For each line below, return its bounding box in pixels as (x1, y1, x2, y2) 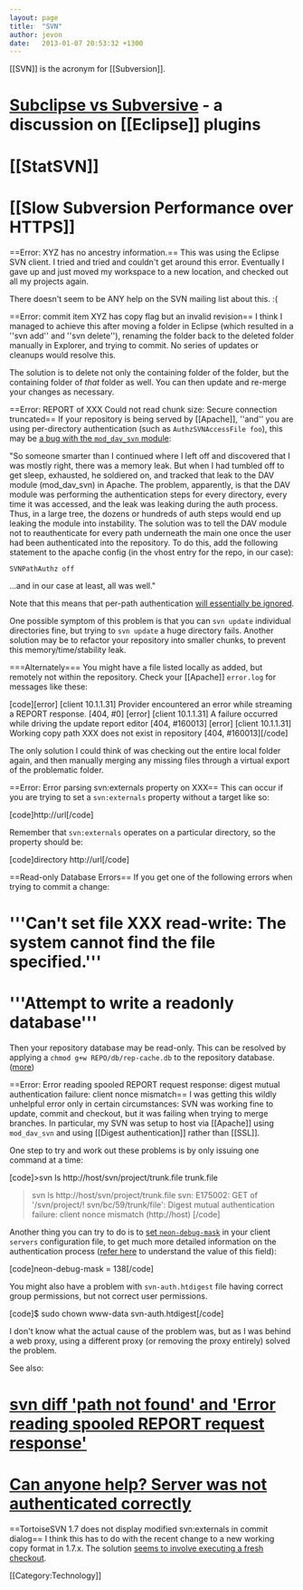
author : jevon (9, 30, 63, 39)
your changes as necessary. (9, 386, 115, 397)
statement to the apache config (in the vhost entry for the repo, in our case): (9, 546, 294, 558)
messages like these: (9, 681, 88, 692)
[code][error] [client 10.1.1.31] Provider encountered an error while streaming (9, 698, 292, 709)
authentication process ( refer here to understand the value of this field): (9, 1245, 278, 1256)
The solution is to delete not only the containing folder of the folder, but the (9, 366, 289, 377)
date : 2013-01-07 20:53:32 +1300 (9, 38, 144, 48)
